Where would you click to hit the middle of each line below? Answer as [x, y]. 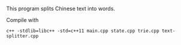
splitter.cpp [22, 36]
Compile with [22, 20]
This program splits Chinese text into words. [61, 9]
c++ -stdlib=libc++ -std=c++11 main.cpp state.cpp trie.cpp [83, 31]
